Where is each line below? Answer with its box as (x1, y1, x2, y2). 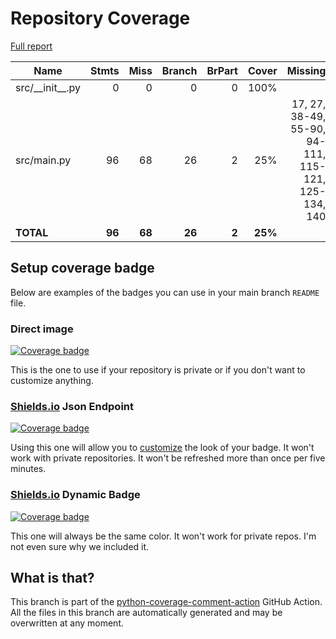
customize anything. (10, 375, 94, 387)
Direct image (10, 322, 74, 336)
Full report (10, 40, 53, 52)
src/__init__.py (15, 80, 82, 94)
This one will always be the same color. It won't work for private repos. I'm (10, 530, 317, 542)
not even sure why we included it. (10, 540, 150, 552)
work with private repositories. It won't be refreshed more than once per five (10, 452, 326, 464)
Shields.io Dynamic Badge (10, 488, 141, 502)
